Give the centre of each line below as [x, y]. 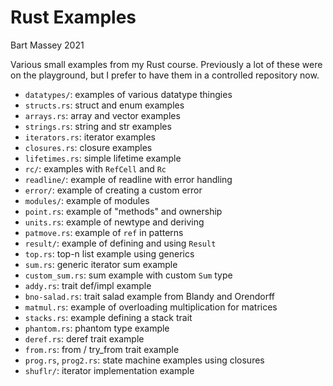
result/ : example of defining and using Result [120, 243]
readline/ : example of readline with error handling [128, 179]
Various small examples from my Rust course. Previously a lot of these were [166, 64]
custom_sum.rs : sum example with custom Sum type [128, 275]
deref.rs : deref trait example [84, 338]
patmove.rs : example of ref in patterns [104, 232]
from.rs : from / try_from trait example [102, 349]
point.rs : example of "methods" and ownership [123, 211]
